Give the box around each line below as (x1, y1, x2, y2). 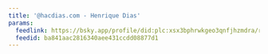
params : (8, 19, 34, 27)
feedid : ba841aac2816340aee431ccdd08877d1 (15, 33, 159, 42)
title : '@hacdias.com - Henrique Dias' (8, 11, 141, 20)
